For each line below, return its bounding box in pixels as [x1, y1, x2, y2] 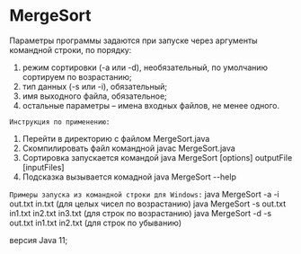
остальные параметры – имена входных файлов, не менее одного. [22, 100, 280, 110]
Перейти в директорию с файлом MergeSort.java [22, 133, 210, 144]
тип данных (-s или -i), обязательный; [22, 81, 168, 92]
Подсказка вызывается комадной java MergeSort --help [22, 171, 236, 182]
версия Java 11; [9, 234, 68, 245]
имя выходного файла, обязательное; [22, 91, 168, 101]
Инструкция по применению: [9, 118, 111, 127]
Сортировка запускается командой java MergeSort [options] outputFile [22, 152, 293, 162]
